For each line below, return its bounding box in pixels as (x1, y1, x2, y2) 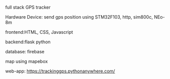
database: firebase (5, 49, 45, 54)
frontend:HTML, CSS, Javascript (5, 29, 74, 35)
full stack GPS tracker (5, 5, 51, 10)
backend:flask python (5, 39, 51, 45)
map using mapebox (5, 58, 48, 64)
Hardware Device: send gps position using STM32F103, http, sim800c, (5, 14, 153, 20)
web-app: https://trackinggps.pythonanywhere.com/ (5, 68, 115, 74)
